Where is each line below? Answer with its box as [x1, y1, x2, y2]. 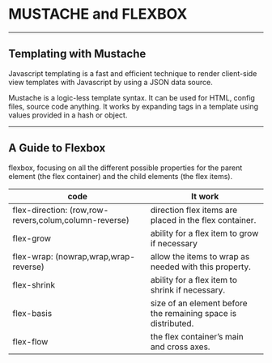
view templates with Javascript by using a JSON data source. [8, 77, 213, 87]
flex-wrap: [12, 250, 54, 262]
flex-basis [12, 307, 53, 318]
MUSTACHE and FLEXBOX [8, 5, 188, 23]
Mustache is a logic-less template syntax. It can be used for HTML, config [8, 92, 255, 102]
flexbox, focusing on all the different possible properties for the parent [8, 163, 243, 173]
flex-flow [12, 335, 49, 347]
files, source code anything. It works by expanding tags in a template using [8, 101, 259, 111]
